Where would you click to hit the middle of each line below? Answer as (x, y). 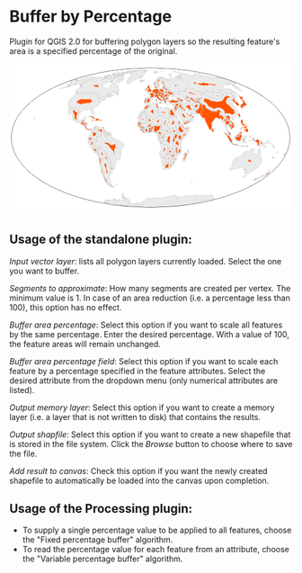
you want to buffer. (44, 271)
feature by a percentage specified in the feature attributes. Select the (138, 371)
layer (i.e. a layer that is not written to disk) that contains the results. (135, 416)
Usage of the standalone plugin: (101, 240)
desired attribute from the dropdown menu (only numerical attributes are (144, 381)
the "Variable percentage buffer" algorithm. (102, 559)
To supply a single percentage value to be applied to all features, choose (157, 530)
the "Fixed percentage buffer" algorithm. (98, 540)
